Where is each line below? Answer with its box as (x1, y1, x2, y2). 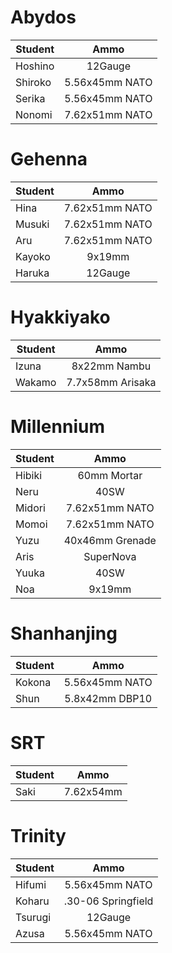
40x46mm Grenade (63, 533, 157, 547)
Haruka (15, 266, 50, 280)
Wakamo (15, 375, 57, 389)
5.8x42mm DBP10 (64, 691, 153, 705)
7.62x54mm (63, 784, 123, 798)
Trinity (10, 824, 67, 847)
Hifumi (15, 877, 47, 891)
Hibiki (15, 468, 43, 482)
